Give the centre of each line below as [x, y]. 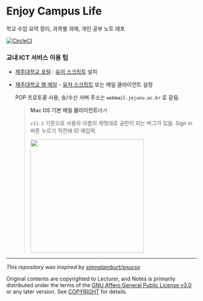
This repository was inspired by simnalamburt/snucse [73, 267]
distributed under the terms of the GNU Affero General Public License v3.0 [99, 285]
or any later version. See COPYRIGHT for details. [67, 292]
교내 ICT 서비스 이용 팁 [37, 57]
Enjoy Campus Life [54, 11]
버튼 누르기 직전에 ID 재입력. [63, 131]
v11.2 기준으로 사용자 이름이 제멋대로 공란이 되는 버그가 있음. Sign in [111, 123]
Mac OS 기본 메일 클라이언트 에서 [69, 111]
